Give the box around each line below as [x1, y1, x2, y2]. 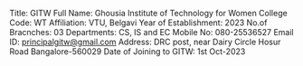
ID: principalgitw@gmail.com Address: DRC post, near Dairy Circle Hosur [9, 36, 281, 47]
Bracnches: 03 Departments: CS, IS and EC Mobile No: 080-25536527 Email [9, 27, 294, 37]
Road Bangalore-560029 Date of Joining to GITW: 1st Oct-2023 [9, 46, 246, 57]
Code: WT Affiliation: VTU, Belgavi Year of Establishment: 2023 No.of [9, 17, 268, 28]
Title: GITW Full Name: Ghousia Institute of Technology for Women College [9, 8, 288, 18]
